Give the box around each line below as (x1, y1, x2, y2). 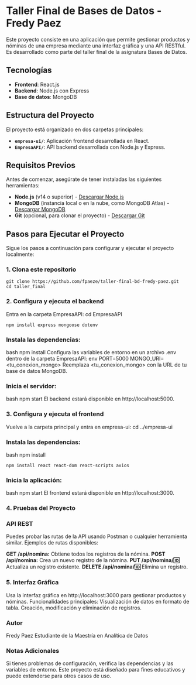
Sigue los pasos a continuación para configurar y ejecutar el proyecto (6, 245, 174, 252)
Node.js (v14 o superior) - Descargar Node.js (14, 193, 124, 200)
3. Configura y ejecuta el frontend (6, 410, 104, 418)
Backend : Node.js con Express (14, 87, 90, 94)
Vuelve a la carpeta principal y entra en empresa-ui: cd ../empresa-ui (6, 423, 173, 430)
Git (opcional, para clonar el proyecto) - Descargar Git (14, 212, 145, 219)
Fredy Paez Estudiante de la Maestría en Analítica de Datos (6, 632, 149, 639)
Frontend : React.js (14, 81, 60, 88)
